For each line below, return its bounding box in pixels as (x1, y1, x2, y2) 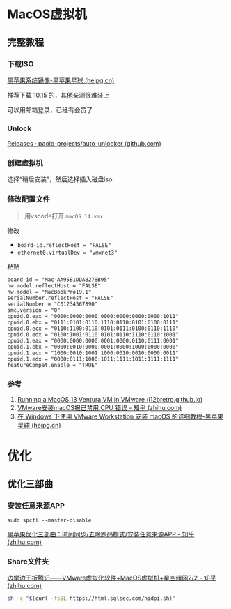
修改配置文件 (7, 195, 51, 204)
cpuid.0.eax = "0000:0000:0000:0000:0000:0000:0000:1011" (7, 313, 179, 319)
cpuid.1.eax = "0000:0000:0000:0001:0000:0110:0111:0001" (7, 337, 179, 344)
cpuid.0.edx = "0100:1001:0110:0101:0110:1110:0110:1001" (7, 331, 179, 338)
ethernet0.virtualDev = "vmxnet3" (17, 249, 118, 256)
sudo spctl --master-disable (7, 517, 92, 524)
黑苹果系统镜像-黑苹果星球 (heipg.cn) (7, 76, 115, 84)
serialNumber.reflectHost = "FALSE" (7, 294, 113, 301)
